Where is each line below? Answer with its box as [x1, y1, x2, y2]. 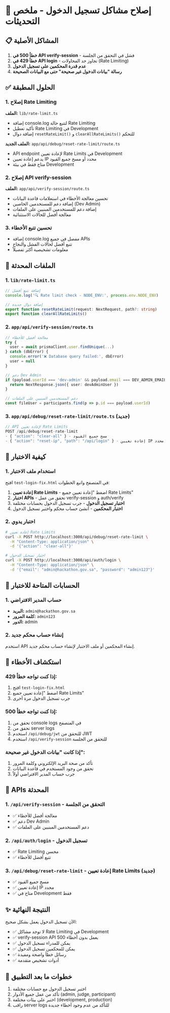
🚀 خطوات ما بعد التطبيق [5, 972, 72, 981]
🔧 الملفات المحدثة [5, 261, 56, 270]
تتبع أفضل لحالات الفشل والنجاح [12, 241, 72, 247]
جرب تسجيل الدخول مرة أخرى [12, 695, 70, 701]
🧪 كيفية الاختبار [5, 453, 47, 461]
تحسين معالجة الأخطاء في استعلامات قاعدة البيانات [12, 195, 108, 201]
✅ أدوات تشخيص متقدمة [12, 957, 59, 963]
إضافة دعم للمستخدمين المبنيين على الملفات [12, 206, 97, 212]
